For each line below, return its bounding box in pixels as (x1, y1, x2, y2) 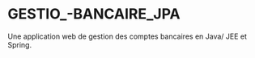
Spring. (7, 39, 32, 49)
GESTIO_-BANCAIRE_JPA (7, 5, 181, 23)
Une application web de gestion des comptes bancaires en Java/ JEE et (7, 31, 248, 41)
